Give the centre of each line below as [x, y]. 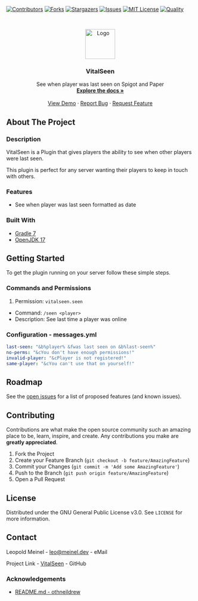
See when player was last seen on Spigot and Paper [100, 84]
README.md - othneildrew [47, 592]
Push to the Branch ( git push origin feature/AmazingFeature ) [92, 473]
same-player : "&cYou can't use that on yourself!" [70, 363]
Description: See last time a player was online [71, 319]
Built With [21, 220]
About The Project [41, 122]
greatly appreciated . [32, 442]
